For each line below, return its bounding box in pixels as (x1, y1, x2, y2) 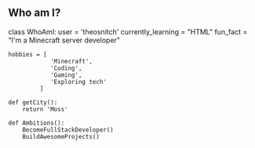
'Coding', (49, 64, 82, 72)
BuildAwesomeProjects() (22, 132, 100, 140)
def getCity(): (8, 98, 58, 106)
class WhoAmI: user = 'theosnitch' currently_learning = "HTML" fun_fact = (8, 27, 248, 36)
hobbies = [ (8, 50, 47, 58)
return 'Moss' (22, 105, 68, 113)
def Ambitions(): (8, 119, 65, 127)
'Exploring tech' (49, 78, 107, 85)
